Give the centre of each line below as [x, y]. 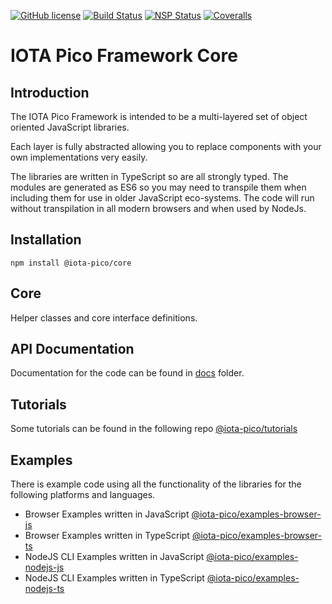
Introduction [50, 92]
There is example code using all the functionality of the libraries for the [156, 484]
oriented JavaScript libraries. [70, 127]
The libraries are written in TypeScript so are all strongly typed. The [149, 176]
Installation [46, 240]
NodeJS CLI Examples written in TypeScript [114, 578]
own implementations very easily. [79, 157]
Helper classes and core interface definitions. [104, 317]
